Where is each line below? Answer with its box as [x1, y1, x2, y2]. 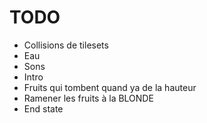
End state [23, 102, 64, 115]
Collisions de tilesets [23, 39, 109, 51]
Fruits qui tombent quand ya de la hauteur [23, 81, 197, 93]
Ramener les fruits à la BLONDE [23, 92, 154, 104]
